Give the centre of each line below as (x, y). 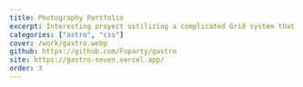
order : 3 (26, 69)
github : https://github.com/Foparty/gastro (93, 52)
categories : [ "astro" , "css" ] (67, 34)
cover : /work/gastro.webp (58, 43)
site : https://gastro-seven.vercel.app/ (87, 60)
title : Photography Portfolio (67, 18)
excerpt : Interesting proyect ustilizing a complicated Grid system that (152, 26)
